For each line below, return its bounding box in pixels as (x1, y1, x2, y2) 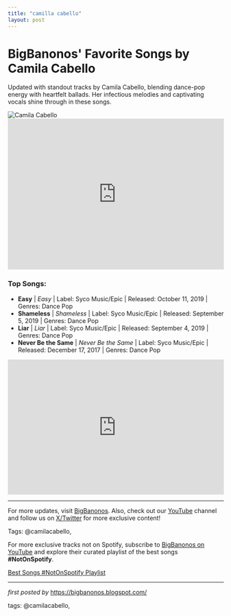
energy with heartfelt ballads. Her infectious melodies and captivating (8, 91, 204, 99)
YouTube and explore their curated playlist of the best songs (8, 547, 178, 556)
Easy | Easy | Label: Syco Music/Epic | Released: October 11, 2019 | (17, 294, 208, 303)
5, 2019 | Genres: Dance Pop (17, 316, 99, 324)
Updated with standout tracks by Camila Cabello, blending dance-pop (8, 83, 205, 91)
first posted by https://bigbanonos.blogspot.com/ (8, 588, 147, 596)
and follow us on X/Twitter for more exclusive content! (8, 514, 160, 522)
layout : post (8, 16, 45, 23)
